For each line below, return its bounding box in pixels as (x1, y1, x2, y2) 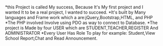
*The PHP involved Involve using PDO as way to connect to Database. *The (5, 20, 158, 25)
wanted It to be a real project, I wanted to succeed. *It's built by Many (5, 9, 146, 15)
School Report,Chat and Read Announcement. (5, 35, 98, 41)
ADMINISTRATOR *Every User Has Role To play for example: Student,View (5, 30, 155, 36)
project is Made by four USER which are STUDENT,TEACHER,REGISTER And (5, 25, 159, 31)
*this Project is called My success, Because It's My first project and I (5, 4, 143, 10)
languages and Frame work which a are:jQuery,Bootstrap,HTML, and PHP (5, 15, 153, 20)
